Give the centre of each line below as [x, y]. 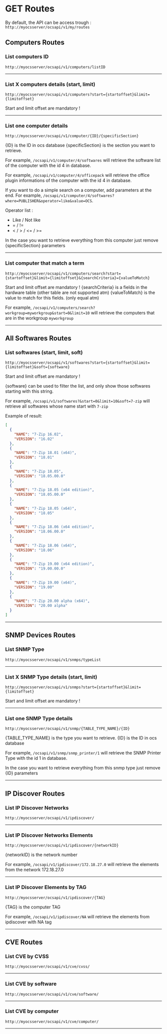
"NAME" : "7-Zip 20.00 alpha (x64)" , [52, 601]
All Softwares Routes [38, 338]
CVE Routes [24, 942]
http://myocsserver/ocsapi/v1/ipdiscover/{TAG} [55, 897]
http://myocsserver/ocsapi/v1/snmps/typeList [53, 660]
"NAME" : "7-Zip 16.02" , [39, 434]
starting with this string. [29, 391]
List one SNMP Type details [39, 718]
